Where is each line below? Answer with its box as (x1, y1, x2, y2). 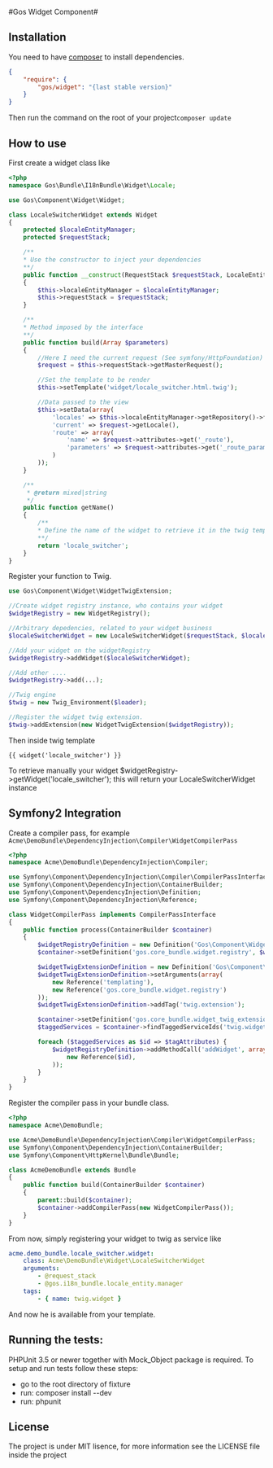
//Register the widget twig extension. (8, 713, 144, 721)
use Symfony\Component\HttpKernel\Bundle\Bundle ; (8, 1151, 180, 1159)
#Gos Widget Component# (8, 7, 99, 16)
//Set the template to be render (37, 376, 151, 384)
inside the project (8, 1450, 67, 1460)
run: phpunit (19, 1396, 62, 1406)
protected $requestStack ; (23, 234, 111, 242)
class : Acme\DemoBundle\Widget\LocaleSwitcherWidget (23, 1257, 206, 1265)
